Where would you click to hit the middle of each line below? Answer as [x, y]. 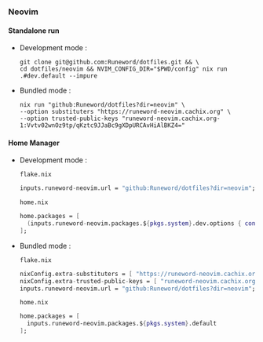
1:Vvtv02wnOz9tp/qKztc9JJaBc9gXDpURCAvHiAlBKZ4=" [102, 126]
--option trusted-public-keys [69, 119]
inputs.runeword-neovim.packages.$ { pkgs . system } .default [122, 324]
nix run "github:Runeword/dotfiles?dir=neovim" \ [102, 105]
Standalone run [34, 31]
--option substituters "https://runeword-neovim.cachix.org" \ [125, 112]
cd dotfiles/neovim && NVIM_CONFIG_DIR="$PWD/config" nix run [123, 69]
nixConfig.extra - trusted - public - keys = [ [88, 281]
